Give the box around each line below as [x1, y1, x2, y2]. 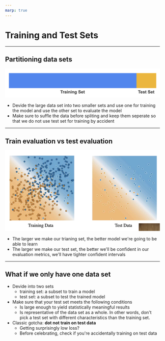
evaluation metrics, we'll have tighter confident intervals [12, 252, 126, 257]
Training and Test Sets [5, 29, 99, 41]
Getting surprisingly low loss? [19, 325, 80, 331]
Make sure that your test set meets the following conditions [12, 299, 133, 305]
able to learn [12, 241, 38, 247]
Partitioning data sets [5, 55, 73, 63]
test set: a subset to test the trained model [19, 293, 106, 299]
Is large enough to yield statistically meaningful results [19, 304, 130, 310]
